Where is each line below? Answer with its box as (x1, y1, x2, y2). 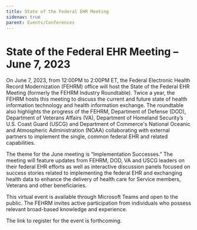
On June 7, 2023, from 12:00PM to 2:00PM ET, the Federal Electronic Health (6, 77, 191, 84)
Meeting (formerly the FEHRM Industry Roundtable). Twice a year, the (6, 89, 175, 96)
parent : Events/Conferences (6, 19, 75, 25)
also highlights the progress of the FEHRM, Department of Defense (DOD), (6, 108, 186, 115)
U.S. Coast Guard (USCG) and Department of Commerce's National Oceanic (6, 121, 191, 128)
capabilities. (6, 139, 35, 146)
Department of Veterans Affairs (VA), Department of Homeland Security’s (6, 114, 183, 121)
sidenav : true (6, 14, 41, 20)
